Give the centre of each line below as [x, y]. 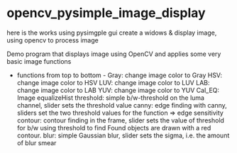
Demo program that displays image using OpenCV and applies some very [114, 54]
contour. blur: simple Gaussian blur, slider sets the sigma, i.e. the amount [123, 135]
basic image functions [39, 61]
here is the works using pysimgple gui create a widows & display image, [112, 33]
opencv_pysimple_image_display [106, 13]
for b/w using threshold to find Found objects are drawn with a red [114, 127]
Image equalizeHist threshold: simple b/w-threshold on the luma [111, 98]
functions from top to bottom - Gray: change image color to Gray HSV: [120, 75]
